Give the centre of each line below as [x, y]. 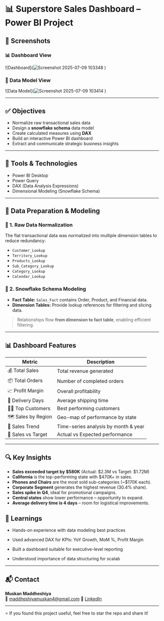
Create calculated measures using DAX [52, 133]
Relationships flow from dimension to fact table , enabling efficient [84, 320]
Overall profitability [79, 391]
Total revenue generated [85, 371]
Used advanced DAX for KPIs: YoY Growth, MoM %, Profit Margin [78, 540]
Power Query [25, 180]
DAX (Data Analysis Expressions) [45, 186]
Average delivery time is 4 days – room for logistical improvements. [81, 503]
